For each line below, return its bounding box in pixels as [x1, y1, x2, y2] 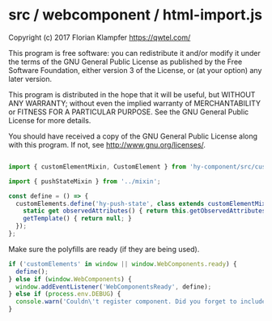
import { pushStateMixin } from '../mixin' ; [8, 177, 161, 186]
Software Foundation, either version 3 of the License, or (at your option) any [8, 65, 262, 75]
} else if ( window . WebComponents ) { [8, 275, 132, 283]
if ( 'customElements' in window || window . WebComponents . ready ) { [8, 259, 237, 268]
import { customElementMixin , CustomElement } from [8, 162, 186, 171]
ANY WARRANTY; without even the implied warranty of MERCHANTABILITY [8, 98, 261, 108]
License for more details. [8, 115, 91, 125]
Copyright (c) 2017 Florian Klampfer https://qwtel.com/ [8, 32, 191, 42]
